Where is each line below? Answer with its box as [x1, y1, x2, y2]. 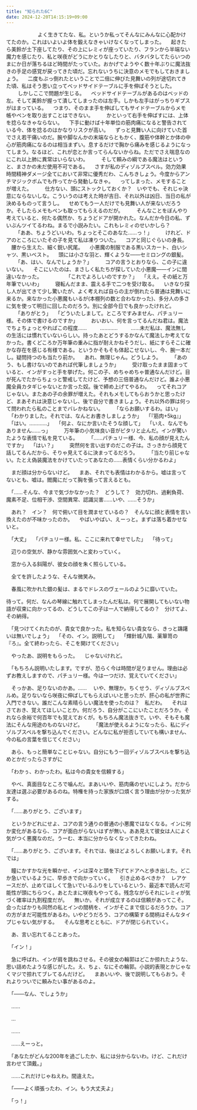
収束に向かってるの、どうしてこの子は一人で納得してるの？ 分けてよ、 [16, 605, 191, 612]
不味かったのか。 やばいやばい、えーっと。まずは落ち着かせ [31, 516, 182, 523]
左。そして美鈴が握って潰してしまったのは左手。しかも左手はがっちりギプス [6, 97, 191, 104]
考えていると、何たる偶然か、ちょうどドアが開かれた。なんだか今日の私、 [6, 214, 186, 221]
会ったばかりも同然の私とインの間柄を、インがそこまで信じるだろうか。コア [6, 903, 191, 911]
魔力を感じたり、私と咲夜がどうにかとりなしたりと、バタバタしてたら [6, 53, 175, 60]
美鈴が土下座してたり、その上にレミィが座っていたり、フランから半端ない [11, 45, 191, 53]
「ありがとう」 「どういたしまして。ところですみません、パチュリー [17, 309, 184, 317]
